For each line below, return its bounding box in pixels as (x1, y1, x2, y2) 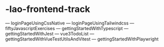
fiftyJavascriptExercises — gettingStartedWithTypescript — (5, 25, 129, 31)
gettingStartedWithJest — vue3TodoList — (5, 30, 94, 36)
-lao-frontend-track (5, 3, 90, 15)
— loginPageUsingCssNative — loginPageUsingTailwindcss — (5, 20, 135, 26)
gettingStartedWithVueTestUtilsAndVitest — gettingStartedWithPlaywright (5, 36, 159, 42)
